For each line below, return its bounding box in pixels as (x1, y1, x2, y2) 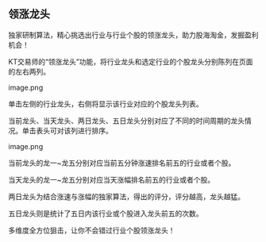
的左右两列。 (8, 67, 50, 76)
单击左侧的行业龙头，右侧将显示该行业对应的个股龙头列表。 (8, 98, 203, 109)
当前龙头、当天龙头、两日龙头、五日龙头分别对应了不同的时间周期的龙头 (8, 116, 245, 125)
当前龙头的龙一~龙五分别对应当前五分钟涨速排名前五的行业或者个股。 (8, 158, 236, 167)
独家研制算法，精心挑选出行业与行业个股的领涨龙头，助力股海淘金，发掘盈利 (8, 30, 259, 40)
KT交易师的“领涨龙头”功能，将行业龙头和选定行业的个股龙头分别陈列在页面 (8, 56, 253, 66)
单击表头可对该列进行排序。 (21, 125, 113, 135)
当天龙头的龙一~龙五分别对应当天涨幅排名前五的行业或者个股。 (8, 175, 215, 184)
